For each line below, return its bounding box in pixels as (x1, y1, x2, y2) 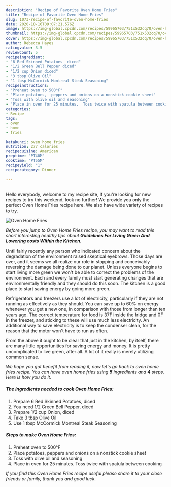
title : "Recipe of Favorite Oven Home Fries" (6, 12, 104, 17)
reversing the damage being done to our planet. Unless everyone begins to (6, 264, 163, 270)
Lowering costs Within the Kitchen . (6, 238, 82, 244)
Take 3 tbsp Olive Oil (13, 414, 57, 421)
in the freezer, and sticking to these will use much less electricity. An (6, 317, 149, 323)
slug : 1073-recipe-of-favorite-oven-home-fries (6, 17, 109, 22)
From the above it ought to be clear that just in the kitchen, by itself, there (6, 337, 159, 343)
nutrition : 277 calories (6, 144, 58, 149)
